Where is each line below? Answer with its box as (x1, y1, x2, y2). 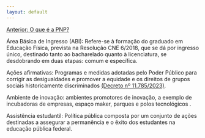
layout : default (6, 9, 48, 15)
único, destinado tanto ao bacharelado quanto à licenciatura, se (6, 50, 167, 58)
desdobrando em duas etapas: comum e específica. (6, 57, 138, 64)
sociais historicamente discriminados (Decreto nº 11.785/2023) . (6, 82, 166, 89)
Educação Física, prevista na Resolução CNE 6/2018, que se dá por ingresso (6, 44, 199, 51)
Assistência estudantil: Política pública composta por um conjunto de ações (6, 112, 197, 119)
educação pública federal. (6, 125, 72, 132)
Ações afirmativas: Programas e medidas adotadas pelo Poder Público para (6, 68, 197, 76)
